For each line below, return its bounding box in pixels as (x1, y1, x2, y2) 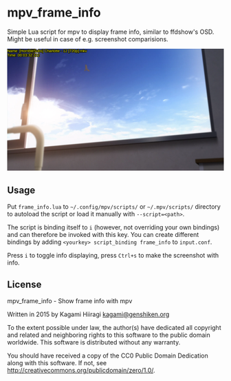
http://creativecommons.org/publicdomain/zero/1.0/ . (7, 367, 156, 375)
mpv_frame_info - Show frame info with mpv (7, 297, 133, 305)
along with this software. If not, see (7, 359, 107, 367)
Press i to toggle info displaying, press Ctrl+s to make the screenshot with (7, 251, 219, 260)
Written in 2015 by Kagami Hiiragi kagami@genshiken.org (7, 310, 170, 318)
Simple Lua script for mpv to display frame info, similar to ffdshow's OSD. (7, 28, 214, 36)
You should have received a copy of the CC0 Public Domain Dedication (7, 351, 208, 360)
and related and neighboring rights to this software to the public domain (7, 331, 211, 339)
